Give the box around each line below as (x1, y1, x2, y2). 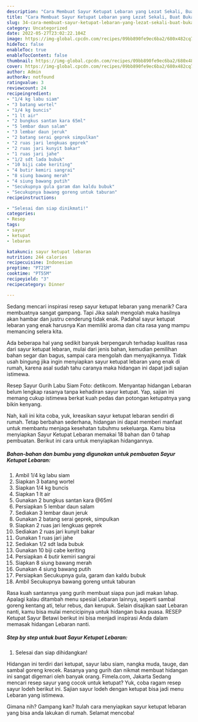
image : (6, 36, 23, 42)
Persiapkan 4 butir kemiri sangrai (15, 553, 96, 560)
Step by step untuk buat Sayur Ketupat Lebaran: (6, 634, 128, 641)
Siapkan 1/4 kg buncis (15, 484, 69, 491)
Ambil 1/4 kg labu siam (15, 471, 70, 478)
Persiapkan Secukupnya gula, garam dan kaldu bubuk (15, 571, 146, 578)
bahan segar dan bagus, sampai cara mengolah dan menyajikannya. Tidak (6, 351, 187, 359)
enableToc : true (6, 47, 46, 53)
